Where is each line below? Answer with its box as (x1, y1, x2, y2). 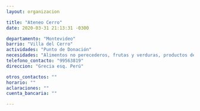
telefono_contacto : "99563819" (6, 58, 84, 64)
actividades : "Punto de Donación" (6, 47, 92, 53)
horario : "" (6, 80, 36, 85)
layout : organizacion (6, 8, 60, 15)
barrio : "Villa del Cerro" (6, 41, 73, 47)
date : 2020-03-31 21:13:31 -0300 (6, 25, 89, 31)
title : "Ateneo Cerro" (6, 19, 62, 26)
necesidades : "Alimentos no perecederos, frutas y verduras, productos (6, 52, 187, 58)
